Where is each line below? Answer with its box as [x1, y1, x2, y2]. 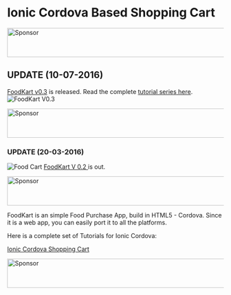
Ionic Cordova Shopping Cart [7, 245, 89, 253]
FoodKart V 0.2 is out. [43, 163, 106, 171]
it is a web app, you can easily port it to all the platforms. [7, 218, 167, 227]
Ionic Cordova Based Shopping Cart [7, 5, 215, 21]
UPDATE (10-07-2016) [7, 69, 104, 81]
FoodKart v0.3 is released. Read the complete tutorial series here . [7, 87, 193, 95]
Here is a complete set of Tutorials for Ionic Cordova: [7, 232, 157, 240]
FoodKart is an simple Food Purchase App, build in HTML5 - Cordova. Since [7, 211, 222, 220]
